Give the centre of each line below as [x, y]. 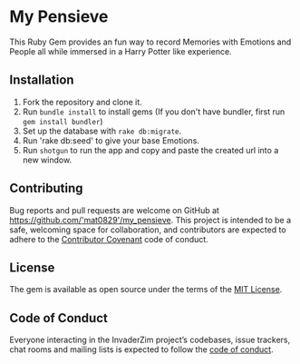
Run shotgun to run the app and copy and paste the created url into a [150, 150]
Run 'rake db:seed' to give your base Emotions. [111, 140]
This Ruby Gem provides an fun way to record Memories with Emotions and [150, 42]
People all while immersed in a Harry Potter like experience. [121, 51]
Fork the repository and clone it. [82, 102]
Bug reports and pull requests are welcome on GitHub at [115, 210]
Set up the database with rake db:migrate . [102, 131]
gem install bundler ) [63, 121]
